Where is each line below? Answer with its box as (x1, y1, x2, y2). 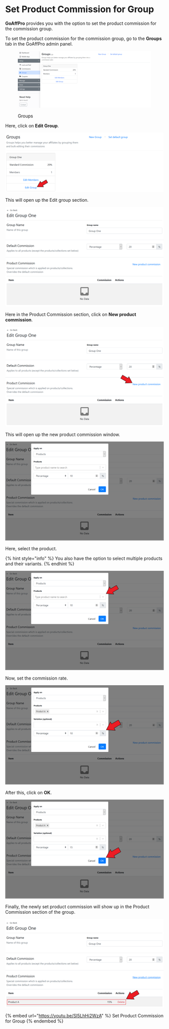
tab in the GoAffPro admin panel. (5, 40, 73, 47)
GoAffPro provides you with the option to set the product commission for (5, 20, 157, 26)
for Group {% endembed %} (5, 1018, 64, 1024)
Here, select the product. (5, 546, 57, 552)
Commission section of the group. (5, 909, 75, 915)
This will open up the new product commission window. (5, 431, 121, 437)
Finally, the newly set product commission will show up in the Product (5, 904, 150, 910)
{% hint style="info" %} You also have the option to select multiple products (5, 555, 162, 562)
